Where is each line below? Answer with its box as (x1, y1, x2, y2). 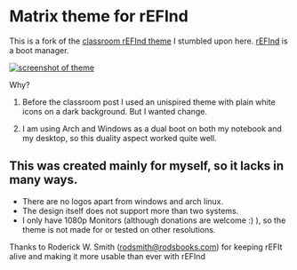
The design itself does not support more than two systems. (21, 205, 239, 216)
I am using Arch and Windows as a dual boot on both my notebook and (21, 123, 283, 134)
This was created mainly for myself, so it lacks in (9, 158, 285, 174)
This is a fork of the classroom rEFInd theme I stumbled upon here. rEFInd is (9, 36, 288, 46)
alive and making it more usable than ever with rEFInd (9, 250, 206, 261)
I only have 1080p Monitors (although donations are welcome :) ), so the (21, 215, 286, 226)
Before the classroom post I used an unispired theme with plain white (21, 96, 276, 107)
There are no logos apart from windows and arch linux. (21, 195, 224, 206)
